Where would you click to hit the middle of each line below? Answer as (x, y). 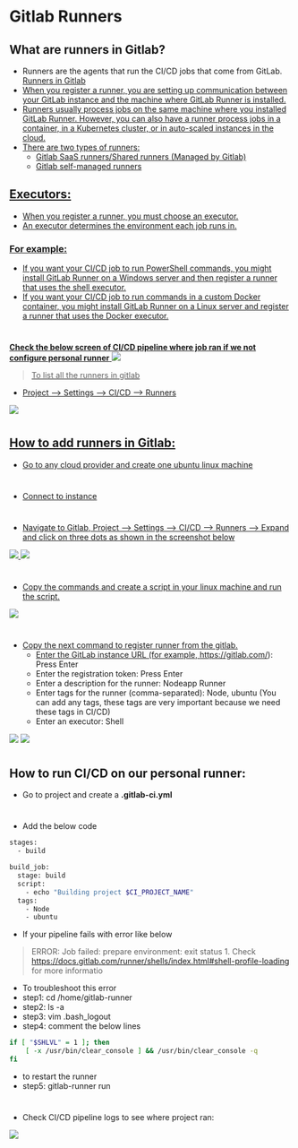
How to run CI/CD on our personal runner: (128, 773)
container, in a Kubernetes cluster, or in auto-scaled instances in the (148, 128)
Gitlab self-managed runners (89, 166)
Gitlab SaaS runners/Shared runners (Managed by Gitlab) (141, 157)
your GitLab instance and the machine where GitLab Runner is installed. (154, 99)
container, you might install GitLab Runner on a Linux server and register (155, 306)
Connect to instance (60, 496)
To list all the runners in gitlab (85, 375)
